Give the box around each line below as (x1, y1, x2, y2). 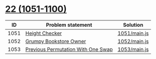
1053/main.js (117, 46, 149, 53)
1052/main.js (117, 38, 149, 45)
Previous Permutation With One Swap (25, 46, 113, 53)
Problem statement (46, 21, 93, 28)
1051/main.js (117, 30, 149, 37)
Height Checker (25, 30, 62, 37)
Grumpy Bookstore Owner (25, 38, 86, 45)
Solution (123, 21, 144, 28)
